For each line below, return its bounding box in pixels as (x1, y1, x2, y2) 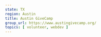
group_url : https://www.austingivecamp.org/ (5, 20, 97, 25)
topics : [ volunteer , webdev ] (5, 25, 68, 30)
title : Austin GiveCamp (5, 16, 53, 21)
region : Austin (5, 12, 36, 16)
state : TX (5, 7, 25, 12)
